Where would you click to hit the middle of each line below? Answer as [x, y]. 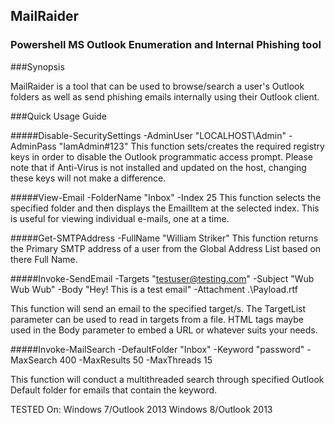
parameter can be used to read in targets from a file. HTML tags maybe [157, 319]
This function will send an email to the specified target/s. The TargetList [158, 308]
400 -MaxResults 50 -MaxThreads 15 [136, 360]
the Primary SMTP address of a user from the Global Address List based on [166, 248]
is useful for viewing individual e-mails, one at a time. [120, 218]
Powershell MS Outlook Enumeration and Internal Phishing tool [166, 45]
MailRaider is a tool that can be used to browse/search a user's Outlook [157, 86]
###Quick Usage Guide [58, 116]
